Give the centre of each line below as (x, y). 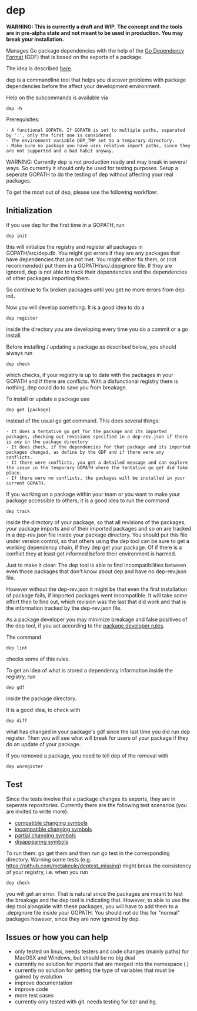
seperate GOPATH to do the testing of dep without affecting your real (90, 174)
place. (14, 473)
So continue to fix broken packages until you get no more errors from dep (95, 290)
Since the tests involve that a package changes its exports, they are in (91, 799)
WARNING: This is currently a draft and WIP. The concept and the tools (94, 27)
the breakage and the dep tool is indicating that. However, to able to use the (98, 900)
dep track (18, 511)
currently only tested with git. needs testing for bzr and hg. (86, 1002)
